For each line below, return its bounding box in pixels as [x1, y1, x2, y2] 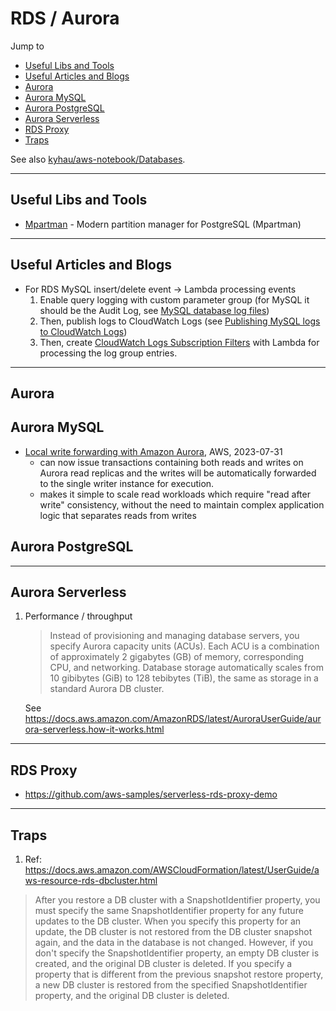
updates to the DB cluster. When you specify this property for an [34, 915, 302, 927]
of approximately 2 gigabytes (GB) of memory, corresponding [49, 651, 305, 663]
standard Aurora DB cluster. [49, 683, 165, 695]
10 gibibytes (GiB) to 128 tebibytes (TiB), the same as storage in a [49, 672, 319, 684]
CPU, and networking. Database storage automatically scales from [49, 662, 324, 674]
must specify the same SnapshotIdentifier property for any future [34, 905, 304, 917]
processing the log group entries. [39, 347, 178, 359]
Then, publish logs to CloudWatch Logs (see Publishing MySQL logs [39, 315, 321, 327]
